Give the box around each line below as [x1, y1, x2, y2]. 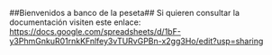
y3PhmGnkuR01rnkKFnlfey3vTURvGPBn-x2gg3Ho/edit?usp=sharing [9, 35, 264, 46]
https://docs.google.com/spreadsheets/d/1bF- [9, 27, 182, 36]
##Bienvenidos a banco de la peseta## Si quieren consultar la [9, 8, 240, 18]
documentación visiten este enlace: [9, 17, 141, 27]
